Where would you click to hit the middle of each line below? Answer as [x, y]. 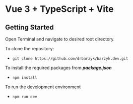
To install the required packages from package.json [58, 68]
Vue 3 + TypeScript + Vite [60, 9]
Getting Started [30, 27]
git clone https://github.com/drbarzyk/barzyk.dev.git [70, 59]
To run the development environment [43, 87]
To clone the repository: [30, 49]
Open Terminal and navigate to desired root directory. [60, 39]
